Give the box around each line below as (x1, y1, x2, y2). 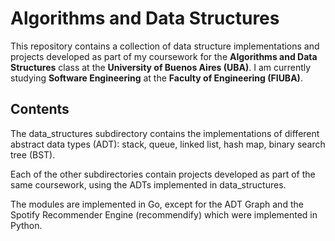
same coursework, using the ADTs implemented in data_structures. (10, 178, 287, 191)
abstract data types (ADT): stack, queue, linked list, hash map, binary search (10, 138, 326, 150)
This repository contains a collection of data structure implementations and (10, 40, 320, 52)
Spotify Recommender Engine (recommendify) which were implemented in (10, 208, 318, 221)
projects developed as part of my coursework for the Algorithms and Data (10, 50, 318, 62)
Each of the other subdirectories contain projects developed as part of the (10, 168, 316, 180)
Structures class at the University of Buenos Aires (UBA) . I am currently (10, 61, 312, 73)
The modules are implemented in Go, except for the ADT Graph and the (10, 198, 304, 210)
